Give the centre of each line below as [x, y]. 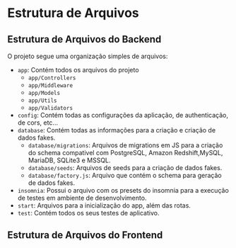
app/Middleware [50, 86]
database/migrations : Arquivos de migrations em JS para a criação [125, 145]
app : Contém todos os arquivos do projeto [78, 70]
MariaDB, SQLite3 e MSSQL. [69, 160]
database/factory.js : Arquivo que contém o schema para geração [125, 175]
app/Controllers [52, 78]
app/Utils [43, 101]
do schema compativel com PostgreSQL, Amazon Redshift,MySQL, [125, 153]
